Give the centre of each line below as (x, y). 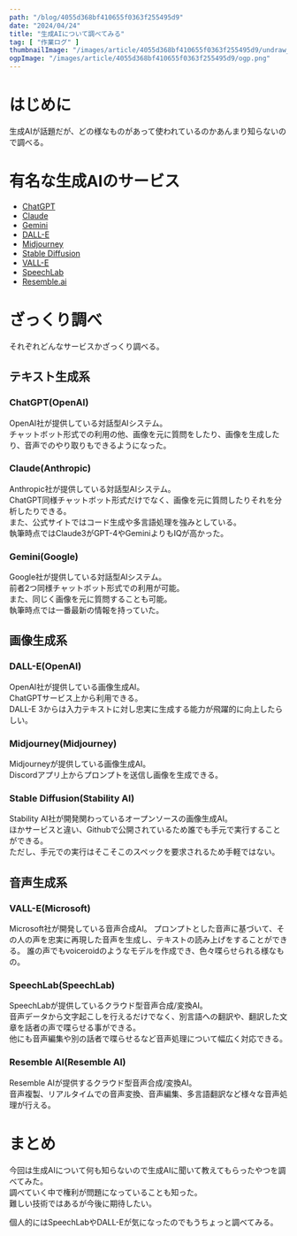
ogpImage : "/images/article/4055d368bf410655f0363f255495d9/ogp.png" (140, 58)
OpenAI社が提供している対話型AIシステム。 (88, 423)
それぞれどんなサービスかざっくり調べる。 (87, 346)
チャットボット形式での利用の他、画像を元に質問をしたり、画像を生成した (145, 434)
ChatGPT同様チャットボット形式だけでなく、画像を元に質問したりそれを (142, 500)
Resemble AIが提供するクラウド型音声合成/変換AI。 (103, 1082)
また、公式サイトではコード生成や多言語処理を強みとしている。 (125, 522)
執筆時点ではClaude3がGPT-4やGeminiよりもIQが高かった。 (119, 533)
